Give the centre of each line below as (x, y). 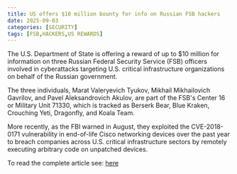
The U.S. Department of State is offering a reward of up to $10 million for (114, 54)
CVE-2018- (207, 127)
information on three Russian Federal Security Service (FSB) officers (108, 62)
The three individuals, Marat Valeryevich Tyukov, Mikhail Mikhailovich (109, 90)
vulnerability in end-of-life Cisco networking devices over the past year (126, 134)
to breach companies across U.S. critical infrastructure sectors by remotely (117, 142)
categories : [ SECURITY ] (43, 27)
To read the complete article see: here (63, 163)
